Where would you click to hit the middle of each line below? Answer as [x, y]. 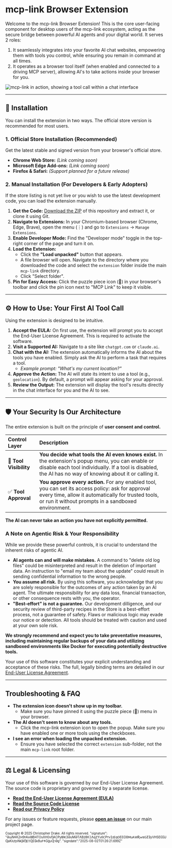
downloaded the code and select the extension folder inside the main [93, 266]
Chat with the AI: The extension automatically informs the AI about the [87, 352]
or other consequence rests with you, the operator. [66, 598]
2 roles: [13, 40]
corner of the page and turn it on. [59, 244]
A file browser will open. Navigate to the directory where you [84, 260]
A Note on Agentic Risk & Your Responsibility [62, 533]
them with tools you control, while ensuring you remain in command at [87, 55]
